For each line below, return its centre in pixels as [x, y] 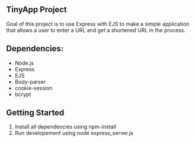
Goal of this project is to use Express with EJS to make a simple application [98, 24]
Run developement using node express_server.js [74, 133]
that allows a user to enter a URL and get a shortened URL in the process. [96, 30]
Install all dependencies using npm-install [65, 127]
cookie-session [33, 88]
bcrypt [23, 94]
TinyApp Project [36, 10]
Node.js [24, 63]
